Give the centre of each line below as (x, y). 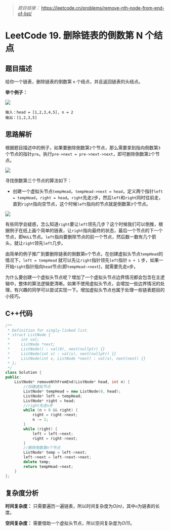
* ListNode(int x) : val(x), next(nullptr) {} (62, 353)
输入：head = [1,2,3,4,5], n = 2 (39, 112)
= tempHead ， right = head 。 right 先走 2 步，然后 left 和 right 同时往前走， (88, 197)
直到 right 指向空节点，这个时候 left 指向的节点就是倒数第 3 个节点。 (81, 204)
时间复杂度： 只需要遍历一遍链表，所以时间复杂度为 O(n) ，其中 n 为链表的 (80, 506)
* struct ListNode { (29, 335)
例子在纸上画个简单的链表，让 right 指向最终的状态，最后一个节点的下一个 (86, 230)
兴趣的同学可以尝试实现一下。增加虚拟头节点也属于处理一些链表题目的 (92, 290)
